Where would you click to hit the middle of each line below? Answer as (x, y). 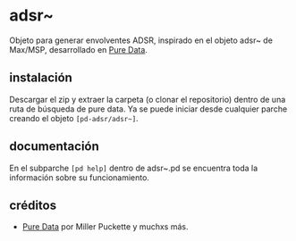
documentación (55, 147)
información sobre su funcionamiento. (80, 177)
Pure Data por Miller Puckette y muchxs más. (105, 227)
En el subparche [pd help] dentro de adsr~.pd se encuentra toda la (134, 168)
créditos (33, 205)
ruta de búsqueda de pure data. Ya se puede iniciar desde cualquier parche (148, 109)
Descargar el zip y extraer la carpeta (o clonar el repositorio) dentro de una (148, 99)
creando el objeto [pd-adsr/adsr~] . (74, 118)
